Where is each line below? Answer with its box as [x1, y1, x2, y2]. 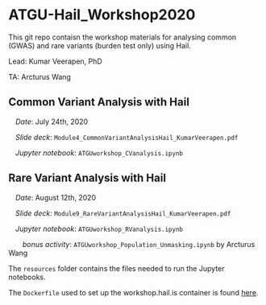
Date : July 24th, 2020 [15, 117, 89, 126]
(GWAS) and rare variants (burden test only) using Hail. [8, 40, 191, 50]
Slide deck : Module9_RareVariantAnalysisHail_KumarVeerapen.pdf [15, 208, 231, 218]
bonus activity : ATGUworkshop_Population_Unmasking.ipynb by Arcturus [23, 239, 256, 249]
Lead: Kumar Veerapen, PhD [8, 56, 102, 66]
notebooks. [8, 272, 46, 282]
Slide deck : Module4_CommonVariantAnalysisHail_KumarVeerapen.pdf [15, 132, 239, 142]
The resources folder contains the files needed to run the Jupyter [8, 263, 225, 273]
